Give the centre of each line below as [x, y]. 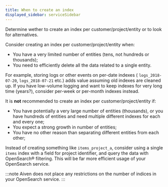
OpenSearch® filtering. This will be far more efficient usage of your [76, 159]
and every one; [29, 121]
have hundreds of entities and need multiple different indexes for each [86, 116]
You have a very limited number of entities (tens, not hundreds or [81, 54]
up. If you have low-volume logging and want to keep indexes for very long [84, 86]
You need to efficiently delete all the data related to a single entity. [82, 65]
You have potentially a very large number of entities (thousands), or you [88, 111]
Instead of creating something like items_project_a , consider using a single [84, 147]
